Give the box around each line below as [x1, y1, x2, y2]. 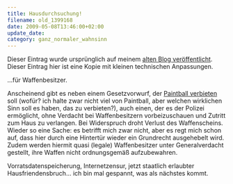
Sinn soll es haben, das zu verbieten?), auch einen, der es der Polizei [7, 104, 205, 112]
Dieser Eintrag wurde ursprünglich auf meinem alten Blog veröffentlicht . [7, 55, 213, 63]
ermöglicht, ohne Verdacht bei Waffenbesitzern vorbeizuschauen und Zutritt [7, 112, 226, 120]
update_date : [7, 29, 45, 37]
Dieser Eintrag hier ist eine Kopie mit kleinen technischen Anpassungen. [7, 62, 214, 71]
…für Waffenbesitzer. [7, 76, 67, 84]
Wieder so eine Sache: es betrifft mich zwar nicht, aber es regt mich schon [7, 126, 222, 135]
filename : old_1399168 [7, 17, 73, 24]
